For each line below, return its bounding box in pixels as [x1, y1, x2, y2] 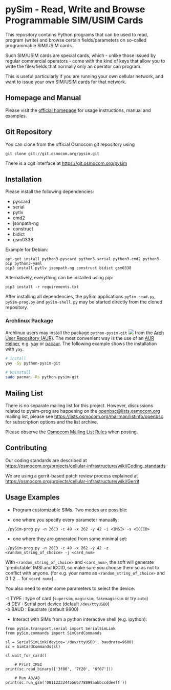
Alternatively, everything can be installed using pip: [5, 275, 114, 281]
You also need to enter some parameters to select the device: [5, 585, 135, 591]
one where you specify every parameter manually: [12, 516, 119, 523]
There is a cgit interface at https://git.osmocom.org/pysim [5, 160, 127, 166]
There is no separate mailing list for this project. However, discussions [5, 402, 154, 409]
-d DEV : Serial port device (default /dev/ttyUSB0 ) [5, 601, 110, 607]
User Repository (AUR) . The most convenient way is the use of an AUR [5, 335, 155, 341]
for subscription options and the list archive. [5, 418, 98, 425]
